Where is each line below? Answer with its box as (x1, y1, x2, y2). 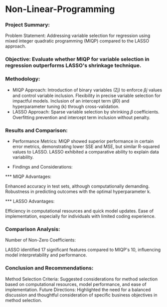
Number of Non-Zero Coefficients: (5, 237, 76, 243)
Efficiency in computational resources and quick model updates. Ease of (5, 208, 154, 213)
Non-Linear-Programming (5, 3, 115, 15)
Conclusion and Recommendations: (5, 264, 94, 271)
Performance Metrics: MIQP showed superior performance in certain (12, 138, 154, 144)
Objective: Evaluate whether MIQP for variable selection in (5, 56, 150, 63)
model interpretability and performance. (5, 252, 87, 258)
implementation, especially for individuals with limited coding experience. (5, 213, 156, 219)
